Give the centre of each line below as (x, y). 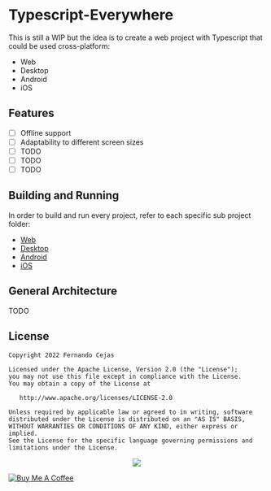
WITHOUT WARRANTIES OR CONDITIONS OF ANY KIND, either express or (123, 426)
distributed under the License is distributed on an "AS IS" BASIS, (127, 419)
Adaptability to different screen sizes (82, 142)
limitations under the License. (63, 448)
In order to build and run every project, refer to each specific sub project (130, 215)
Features (31, 113)
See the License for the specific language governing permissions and (131, 441)
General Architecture (63, 291)
